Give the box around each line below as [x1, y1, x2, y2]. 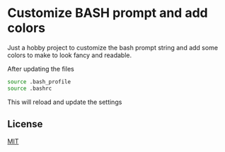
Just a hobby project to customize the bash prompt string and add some [7, 43, 218, 52]
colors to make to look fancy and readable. [7, 51, 132, 59]
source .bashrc [7, 85, 52, 92]
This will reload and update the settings [7, 98, 122, 106]
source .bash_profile [7, 78, 71, 86]
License [7, 118, 43, 130]
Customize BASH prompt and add [7, 5, 208, 21]
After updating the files [7, 64, 74, 73]
